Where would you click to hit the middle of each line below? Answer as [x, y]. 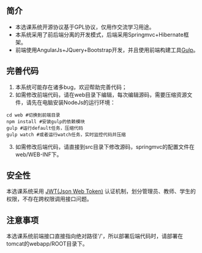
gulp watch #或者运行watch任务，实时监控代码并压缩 [66, 134]
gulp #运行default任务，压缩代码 [45, 128]
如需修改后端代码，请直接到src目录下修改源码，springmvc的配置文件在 [105, 146]
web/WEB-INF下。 [39, 154]
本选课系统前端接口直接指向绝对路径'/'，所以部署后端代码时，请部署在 [95, 236]
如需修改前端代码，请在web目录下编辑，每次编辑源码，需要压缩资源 [101, 94]
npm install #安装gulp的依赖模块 [46, 121]
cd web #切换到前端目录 [33, 115]
